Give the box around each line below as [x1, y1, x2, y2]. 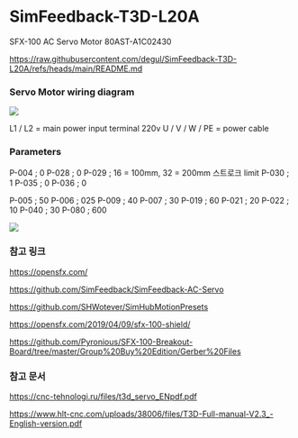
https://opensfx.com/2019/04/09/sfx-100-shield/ [9, 318, 191, 330]
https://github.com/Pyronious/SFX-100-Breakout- [9, 336, 194, 347]
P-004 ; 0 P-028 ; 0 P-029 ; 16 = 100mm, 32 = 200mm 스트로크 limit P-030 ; [9, 167, 290, 178]
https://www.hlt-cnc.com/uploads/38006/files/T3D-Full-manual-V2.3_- [9, 408, 274, 420]
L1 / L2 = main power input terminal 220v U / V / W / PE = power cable [9, 123, 269, 134]
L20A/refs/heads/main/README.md [9, 63, 143, 74]
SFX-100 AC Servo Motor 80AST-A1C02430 [9, 36, 172, 47]
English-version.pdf [9, 418, 83, 429]
